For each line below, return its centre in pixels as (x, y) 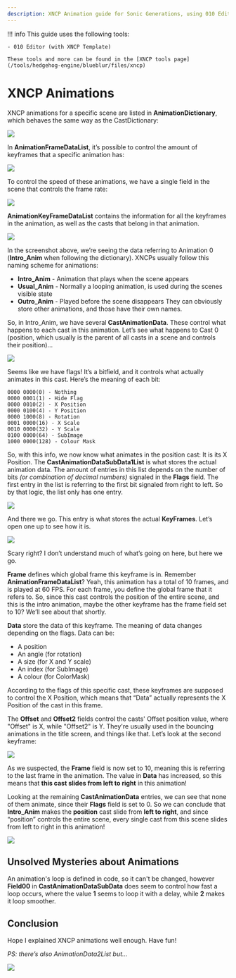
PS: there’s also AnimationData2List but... (67, 954)
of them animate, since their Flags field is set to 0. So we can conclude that (117, 804)
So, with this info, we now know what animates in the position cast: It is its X (117, 454)
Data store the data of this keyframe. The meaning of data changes (105, 625)
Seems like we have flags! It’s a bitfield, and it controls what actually (105, 371)
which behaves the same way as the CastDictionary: (83, 120)
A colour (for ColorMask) (53, 676)
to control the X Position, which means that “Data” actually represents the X (117, 698)
